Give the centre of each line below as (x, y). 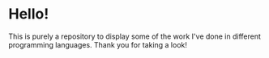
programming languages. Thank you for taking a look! (98, 44)
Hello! (29, 14)
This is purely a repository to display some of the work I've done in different (134, 36)
